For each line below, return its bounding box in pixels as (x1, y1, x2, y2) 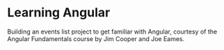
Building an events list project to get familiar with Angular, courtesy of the (7, 27, 218, 36)
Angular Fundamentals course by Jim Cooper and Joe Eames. (7, 34, 185, 42)
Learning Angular (7, 5, 111, 21)
